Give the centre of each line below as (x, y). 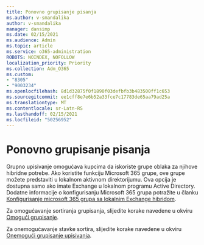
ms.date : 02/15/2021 (33, 35)
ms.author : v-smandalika (38, 18)
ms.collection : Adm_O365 (38, 69)
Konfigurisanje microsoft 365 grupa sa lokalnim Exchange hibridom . (91, 199)
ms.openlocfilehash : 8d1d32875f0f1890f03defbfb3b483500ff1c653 (88, 91)
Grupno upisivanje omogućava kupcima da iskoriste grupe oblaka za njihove (102, 167)
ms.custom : (20, 74)
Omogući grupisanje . (33, 218)
